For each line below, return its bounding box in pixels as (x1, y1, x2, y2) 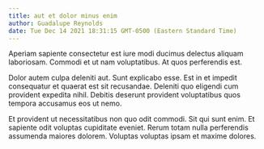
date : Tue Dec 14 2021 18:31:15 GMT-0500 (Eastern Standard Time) (8, 27, 237, 35)
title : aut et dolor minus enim (8, 11, 117, 20)
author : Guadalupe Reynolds (8, 19, 104, 27)
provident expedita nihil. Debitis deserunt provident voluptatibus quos (8, 90, 241, 100)
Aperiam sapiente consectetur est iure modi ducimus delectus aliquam (8, 49, 244, 59)
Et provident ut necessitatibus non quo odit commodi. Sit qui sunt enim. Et (8, 114, 255, 124)
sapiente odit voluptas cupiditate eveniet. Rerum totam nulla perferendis (8, 122, 249, 133)
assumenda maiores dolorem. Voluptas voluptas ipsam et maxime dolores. (8, 131, 257, 141)
